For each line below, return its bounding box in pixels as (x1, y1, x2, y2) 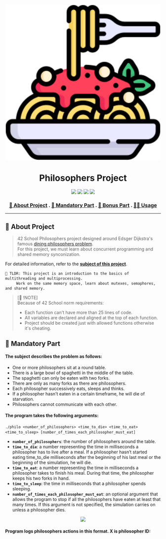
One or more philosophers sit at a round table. (12, 364, 106, 370)
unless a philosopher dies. (12, 507, 66, 513)
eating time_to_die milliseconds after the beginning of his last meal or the (12, 454, 161, 460)
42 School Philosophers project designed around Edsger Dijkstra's (17, 236, 153, 242)
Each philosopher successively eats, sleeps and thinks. (12, 386, 125, 392)
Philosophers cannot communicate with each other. (12, 401, 118, 407)
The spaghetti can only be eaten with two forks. (12, 375, 110, 381)
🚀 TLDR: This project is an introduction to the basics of (5, 271, 129, 276)
